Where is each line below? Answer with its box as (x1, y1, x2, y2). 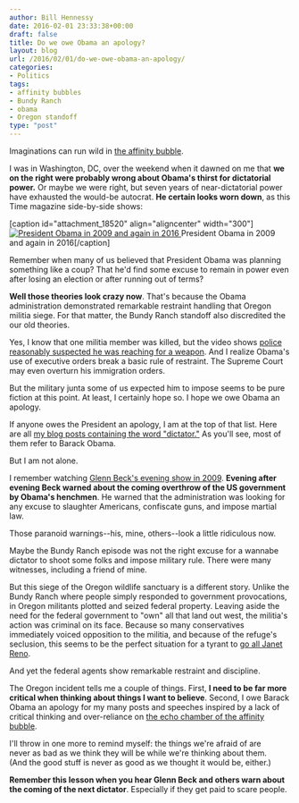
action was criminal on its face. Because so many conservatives (9, 620, 245, 630)
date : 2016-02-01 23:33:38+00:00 (9, 21, 134, 30)
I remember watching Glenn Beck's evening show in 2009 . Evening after (9, 473, 277, 483)
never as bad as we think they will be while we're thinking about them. (9, 748, 268, 758)
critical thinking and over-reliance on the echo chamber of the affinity (9, 712, 265, 722)
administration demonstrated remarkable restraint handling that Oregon (9, 300, 272, 311)
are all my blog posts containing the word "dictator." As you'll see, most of (9, 428, 281, 439)
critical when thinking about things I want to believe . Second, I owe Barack (9, 692, 290, 703)
